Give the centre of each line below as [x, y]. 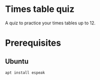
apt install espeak [25, 73]
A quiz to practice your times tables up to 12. [50, 23]
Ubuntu [17, 61]
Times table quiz [40, 9]
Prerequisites [33, 43]
